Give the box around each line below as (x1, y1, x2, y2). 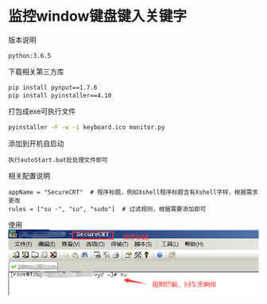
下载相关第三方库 (8, 67, 64, 76)
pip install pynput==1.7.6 (8, 83, 98, 91)
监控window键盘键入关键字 (8, 7, 188, 25)
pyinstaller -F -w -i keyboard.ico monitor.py (8, 123, 165, 131)
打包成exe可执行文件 (8, 106, 76, 116)
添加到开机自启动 (8, 138, 64, 148)
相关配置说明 (8, 171, 50, 180)
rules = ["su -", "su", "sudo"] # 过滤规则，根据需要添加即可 (8, 205, 207, 213)
